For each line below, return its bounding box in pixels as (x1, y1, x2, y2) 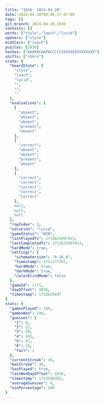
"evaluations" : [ (9, 101, 46, 106)
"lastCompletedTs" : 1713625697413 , (9, 240, 84, 246)
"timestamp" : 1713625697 (9, 292, 61, 297)
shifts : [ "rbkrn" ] (5, 54, 43, 59)
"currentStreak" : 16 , (9, 357, 55, 362)
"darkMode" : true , (14, 268, 52, 274)
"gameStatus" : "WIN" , (9, 231, 55, 236)
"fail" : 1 (14, 348, 35, 353)
